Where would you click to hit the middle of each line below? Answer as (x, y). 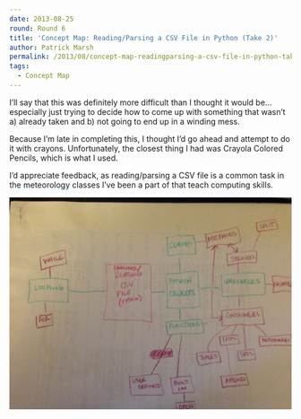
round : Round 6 (38, 28)
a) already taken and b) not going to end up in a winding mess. (125, 121)
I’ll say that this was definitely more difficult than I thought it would (131, 102)
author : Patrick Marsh (52, 48)
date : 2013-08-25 (42, 19)
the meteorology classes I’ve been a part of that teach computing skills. (141, 185)
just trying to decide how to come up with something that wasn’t (167, 111)
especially (28, 111)
